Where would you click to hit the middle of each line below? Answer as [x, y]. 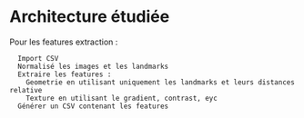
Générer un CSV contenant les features [93, 106]
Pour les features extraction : [64, 42]
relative [26, 90]
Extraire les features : [65, 74]
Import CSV [38, 58]
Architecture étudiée [90, 17]
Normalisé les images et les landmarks [93, 66]
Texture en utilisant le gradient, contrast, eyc [122, 98]
